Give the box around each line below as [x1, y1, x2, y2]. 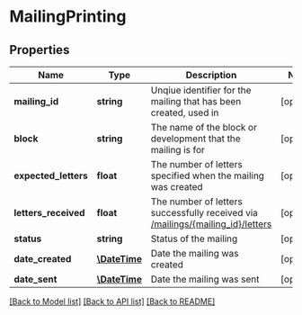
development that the [150, 132, 241, 145]
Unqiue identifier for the [150, 84, 252, 96]
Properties [9, 42, 70, 58]
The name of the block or [150, 121, 258, 133]
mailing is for [150, 144, 205, 156]
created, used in [150, 106, 219, 119]
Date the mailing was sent [150, 273, 260, 285]
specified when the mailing [150, 169, 265, 182]
